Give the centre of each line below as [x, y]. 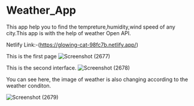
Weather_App [41, 10]
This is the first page [31, 56]
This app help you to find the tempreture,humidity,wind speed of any [91, 27]
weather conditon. [29, 85]
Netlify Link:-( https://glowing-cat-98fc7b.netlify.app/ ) [72, 45]
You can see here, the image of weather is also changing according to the [97, 79]
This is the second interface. [41, 68]
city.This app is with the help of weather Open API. [69, 33]
